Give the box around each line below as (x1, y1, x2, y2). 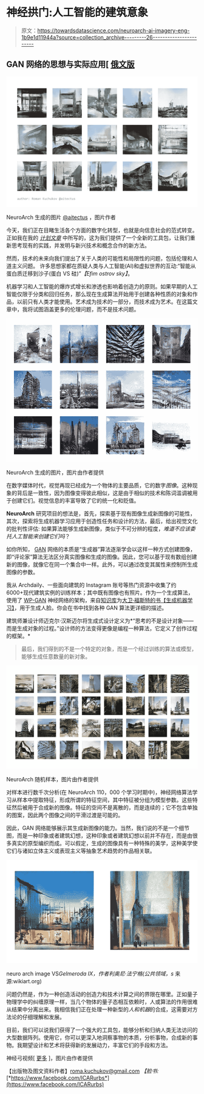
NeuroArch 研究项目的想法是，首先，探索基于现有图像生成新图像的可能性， (6, 509, 195, 517)
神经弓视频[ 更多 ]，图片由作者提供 (6, 1054, 93, 1062)
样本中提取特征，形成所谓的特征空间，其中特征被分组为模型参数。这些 (16, 796, 192, 803)
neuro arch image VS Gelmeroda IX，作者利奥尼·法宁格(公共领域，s (6, 970, 174, 977)
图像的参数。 (6, 568, 38, 576)
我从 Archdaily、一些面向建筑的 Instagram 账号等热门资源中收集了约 (6, 581, 177, 588)
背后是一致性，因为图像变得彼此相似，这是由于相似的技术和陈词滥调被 (16, 489, 192, 496)
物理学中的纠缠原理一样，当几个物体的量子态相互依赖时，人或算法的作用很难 (6, 998, 198, 1006)
